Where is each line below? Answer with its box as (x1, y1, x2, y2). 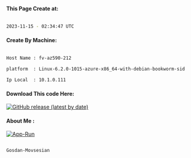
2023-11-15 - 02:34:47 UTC (6, 24, 74, 30)
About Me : (6, 117, 35, 124)
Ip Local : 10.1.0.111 (6, 77, 66, 83)
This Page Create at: (6, 5, 59, 12)
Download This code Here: (6, 90, 74, 97)
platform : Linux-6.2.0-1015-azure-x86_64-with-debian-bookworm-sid (6, 66, 186, 72)
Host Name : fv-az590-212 (6, 55, 71, 62)
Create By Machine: (6, 36, 57, 43)
